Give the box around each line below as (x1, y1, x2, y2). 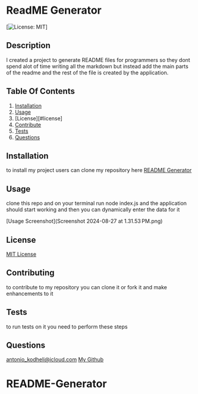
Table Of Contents (6, 86, 76, 96)
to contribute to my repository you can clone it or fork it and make (6, 283, 168, 290)
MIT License (6, 251, 37, 258)
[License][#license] (14, 114, 62, 122)
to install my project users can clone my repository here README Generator (6, 167, 192, 174)
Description (6, 40, 51, 51)
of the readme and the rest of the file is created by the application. (6, 69, 169, 76)
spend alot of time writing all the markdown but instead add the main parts (6, 62, 188, 70)
